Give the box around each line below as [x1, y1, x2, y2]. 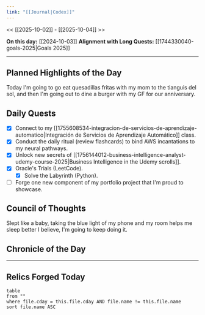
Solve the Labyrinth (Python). [24, 172, 98, 179]
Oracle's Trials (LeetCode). [15, 165, 84, 172]
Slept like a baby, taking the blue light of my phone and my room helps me [6, 219, 193, 227]
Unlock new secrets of [15, 151, 72, 159]
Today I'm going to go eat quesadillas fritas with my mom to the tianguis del [6, 84, 196, 91]
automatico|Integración [15, 131, 74, 139]
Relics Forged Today [6, 271, 85, 282]
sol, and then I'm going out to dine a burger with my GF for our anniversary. [6, 90, 196, 98]
